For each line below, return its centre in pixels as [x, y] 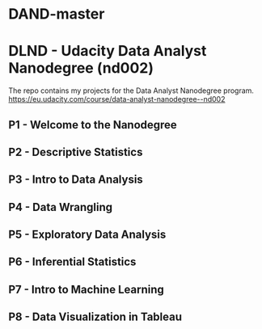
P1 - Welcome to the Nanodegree [93, 125]
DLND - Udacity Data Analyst [108, 51]
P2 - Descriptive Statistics [76, 152]
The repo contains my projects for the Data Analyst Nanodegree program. [131, 91]
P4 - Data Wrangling [61, 207]
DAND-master [57, 14]
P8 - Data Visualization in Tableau [95, 317]
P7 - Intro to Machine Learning [86, 289]
